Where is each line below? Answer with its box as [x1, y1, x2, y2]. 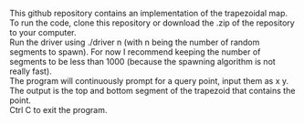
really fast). [9, 66, 52, 77]
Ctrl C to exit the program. [9, 105, 108, 115]
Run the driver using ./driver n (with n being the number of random [9, 36, 260, 47]
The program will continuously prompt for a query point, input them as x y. [9, 76, 289, 86]
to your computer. [9, 27, 77, 37]
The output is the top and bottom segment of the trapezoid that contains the [9, 86, 296, 96]
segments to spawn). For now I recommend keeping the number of [9, 46, 261, 57]
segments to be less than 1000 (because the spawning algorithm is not [9, 57, 276, 67]
